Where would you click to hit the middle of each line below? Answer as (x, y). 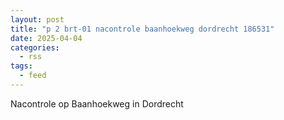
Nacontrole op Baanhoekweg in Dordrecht (97, 103)
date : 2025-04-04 (46, 38)
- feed (33, 76)
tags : (21, 66)
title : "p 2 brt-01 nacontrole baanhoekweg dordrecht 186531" (142, 29)
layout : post (37, 19)
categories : (35, 47)
